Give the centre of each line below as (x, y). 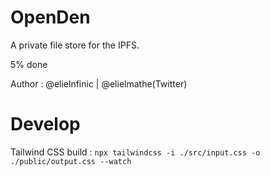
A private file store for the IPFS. (75, 45)
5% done (29, 64)
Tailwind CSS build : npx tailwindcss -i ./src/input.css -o (135, 152)
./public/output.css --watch (71, 161)
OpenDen (50, 17)
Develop (45, 124)
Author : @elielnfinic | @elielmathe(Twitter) (99, 83)
